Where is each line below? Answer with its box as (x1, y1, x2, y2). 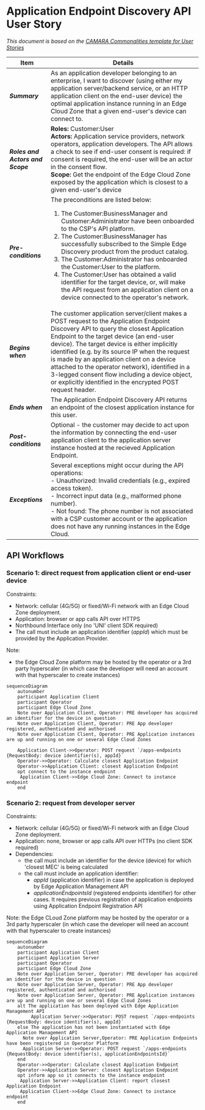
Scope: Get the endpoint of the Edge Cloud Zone (51, 170, 191, 178)
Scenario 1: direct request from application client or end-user (6, 569, 191, 578)
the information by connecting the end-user (51, 428, 177, 437)
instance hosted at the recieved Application (51, 443, 175, 452)
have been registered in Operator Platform (6, 1040, 119, 1047)
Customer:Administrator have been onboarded (60, 217, 195, 225)
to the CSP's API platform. (60, 224, 135, 233)
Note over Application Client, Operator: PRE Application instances (17, 731, 195, 737)
